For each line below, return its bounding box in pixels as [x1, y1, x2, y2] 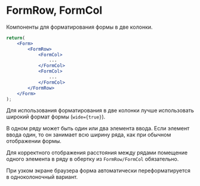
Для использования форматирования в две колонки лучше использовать [6, 107, 194, 114]
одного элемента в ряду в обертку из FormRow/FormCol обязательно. [6, 155, 179, 163]
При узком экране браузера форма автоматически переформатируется [6, 167, 191, 174]
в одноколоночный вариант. [6, 173, 78, 181]
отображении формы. [6, 138, 61, 145]
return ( [6, 35, 26, 41]
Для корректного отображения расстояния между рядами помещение [6, 149, 188, 156]
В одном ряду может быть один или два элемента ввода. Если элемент [6, 125, 190, 132]
